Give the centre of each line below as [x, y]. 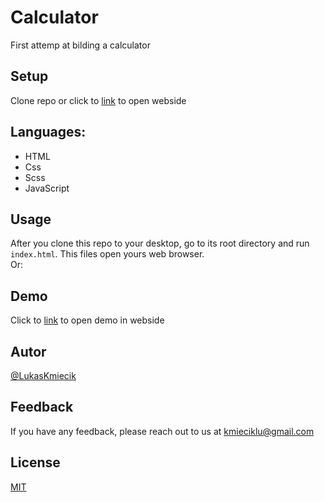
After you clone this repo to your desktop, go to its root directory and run [160, 243]
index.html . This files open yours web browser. [107, 254]
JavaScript [47, 188]
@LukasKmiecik [43, 375]
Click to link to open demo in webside [87, 320]
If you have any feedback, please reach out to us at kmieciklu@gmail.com [162, 431]
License [35, 462]
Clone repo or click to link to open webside [98, 100]
